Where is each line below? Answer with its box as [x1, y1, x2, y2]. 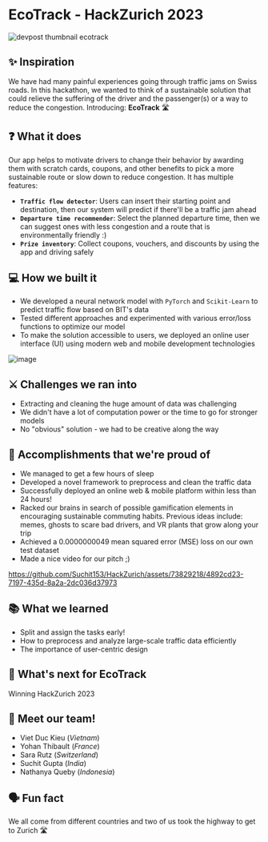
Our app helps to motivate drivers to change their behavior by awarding [8, 154, 244, 165]
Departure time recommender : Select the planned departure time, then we [19, 213, 260, 223]
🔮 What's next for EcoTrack [8, 668, 146, 681]
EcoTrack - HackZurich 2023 [8, 6, 204, 24]
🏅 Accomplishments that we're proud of [8, 447, 210, 461]
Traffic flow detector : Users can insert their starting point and [19, 196, 230, 206]
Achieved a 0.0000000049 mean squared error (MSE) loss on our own [19, 537, 254, 546]
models [19, 416, 45, 426]
